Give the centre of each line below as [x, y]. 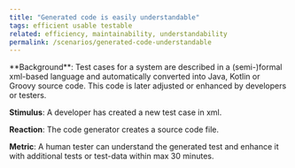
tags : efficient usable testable [71, 26]
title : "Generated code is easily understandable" [105, 17]
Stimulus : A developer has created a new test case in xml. [116, 112]
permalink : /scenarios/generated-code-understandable [111, 42]
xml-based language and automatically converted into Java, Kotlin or [135, 77]
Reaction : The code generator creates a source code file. [114, 130]
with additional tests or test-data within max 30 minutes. [112, 157]
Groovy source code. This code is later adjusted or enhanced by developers [148, 86]
